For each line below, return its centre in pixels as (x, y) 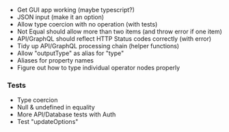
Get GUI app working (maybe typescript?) (76, 10)
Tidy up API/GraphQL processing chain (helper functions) (98, 46)
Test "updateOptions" (48, 122)
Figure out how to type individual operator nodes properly (98, 68)
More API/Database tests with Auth (66, 114)
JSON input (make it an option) (60, 17)
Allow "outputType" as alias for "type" (70, 53)
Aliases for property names (55, 60)
